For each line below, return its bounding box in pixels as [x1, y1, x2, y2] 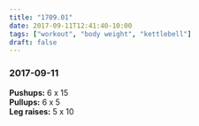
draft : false [9, 37, 57, 47]
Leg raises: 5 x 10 [9, 106, 74, 116]
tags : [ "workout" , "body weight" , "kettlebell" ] [9, 29, 192, 38]
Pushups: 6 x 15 [9, 87, 69, 98]
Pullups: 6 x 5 [9, 97, 60, 107]
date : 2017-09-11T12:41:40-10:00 [9, 21, 133, 30]
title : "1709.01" [9, 12, 73, 22]
